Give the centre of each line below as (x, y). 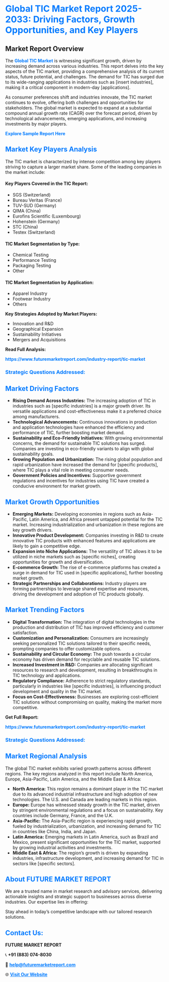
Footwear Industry (31, 299)
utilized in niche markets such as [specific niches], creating (74, 556)
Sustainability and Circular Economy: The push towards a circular (82, 654)
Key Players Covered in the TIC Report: (47, 183)
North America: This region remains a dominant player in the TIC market (88, 789)
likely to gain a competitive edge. (47, 546)
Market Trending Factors (45, 610)
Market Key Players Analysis (51, 150)
